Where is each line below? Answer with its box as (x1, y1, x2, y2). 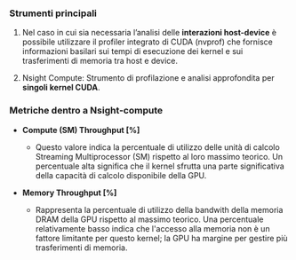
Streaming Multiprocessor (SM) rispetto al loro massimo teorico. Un (35, 151, 283, 162)
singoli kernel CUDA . (21, 83, 100, 93)
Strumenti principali (9, 7, 98, 20)
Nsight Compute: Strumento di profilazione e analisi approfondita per (21, 73, 275, 83)
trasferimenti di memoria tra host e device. (21, 56, 179, 67)
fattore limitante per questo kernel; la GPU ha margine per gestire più (35, 232, 288, 243)
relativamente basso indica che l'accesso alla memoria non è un (35, 223, 270, 233)
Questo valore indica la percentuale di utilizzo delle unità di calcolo (35, 141, 280, 153)
